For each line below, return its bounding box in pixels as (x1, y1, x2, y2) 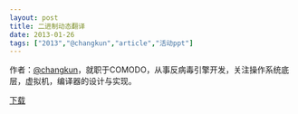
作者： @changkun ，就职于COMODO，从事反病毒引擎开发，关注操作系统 (9, 64, 282, 75)
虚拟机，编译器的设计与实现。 (24, 76, 137, 87)
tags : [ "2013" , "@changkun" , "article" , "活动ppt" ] (9, 38, 194, 48)
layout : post (9, 13, 59, 23)
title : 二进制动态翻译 (9, 22, 86, 31)
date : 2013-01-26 (9, 30, 75, 39)
